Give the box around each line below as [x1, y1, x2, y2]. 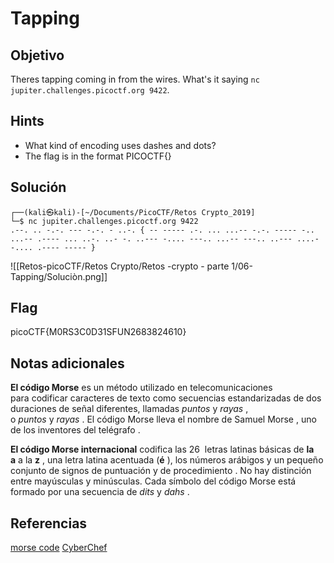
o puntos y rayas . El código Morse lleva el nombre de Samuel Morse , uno [10, 413, 317, 426]
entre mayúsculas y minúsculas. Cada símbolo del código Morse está [10, 475, 297, 487]
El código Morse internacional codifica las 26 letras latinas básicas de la [10, 443, 315, 456]
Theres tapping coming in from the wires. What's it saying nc [10, 73, 260, 85]
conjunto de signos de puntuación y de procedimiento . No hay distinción [10, 465, 312, 477]
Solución [10, 179, 67, 196]
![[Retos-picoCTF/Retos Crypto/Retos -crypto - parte [10, 260, 230, 272]
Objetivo [10, 47, 65, 64]
